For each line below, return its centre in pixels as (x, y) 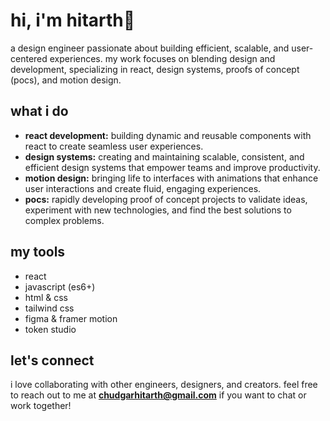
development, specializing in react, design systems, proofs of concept (155, 69)
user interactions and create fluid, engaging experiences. (143, 188)
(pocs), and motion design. (66, 80)
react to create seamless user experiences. (114, 146)
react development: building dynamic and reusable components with (168, 135)
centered (29, 58)
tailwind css (49, 308)
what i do (39, 111)
